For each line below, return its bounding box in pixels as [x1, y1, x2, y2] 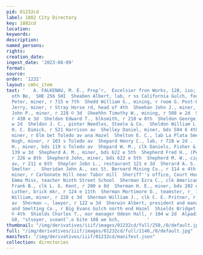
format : [6, 65, 26, 71]
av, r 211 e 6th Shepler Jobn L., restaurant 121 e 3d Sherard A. [11, 161, 188, 167]
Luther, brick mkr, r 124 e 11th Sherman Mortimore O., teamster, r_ [11, 189, 193, 195]
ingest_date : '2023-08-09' [6, 59, 74, 65]
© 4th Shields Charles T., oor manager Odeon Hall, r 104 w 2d [11, 211, 177, 218]
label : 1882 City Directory [6, 15, 77, 21]
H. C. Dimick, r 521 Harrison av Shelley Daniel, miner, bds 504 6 [11, 127, 188, 133]
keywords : [6, 31, 31, 37]
